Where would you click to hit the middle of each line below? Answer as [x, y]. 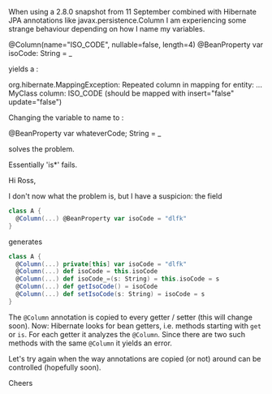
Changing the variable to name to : [66, 118]
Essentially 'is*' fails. [43, 165]
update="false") [35, 102]
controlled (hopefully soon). [55, 367]
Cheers [21, 383]
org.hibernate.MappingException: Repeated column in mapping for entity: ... [135, 85]
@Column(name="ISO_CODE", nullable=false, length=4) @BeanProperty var [136, 45]
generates [26, 242]
